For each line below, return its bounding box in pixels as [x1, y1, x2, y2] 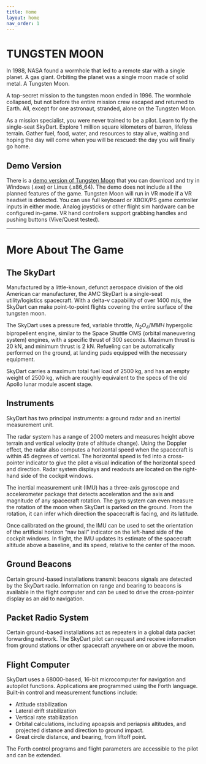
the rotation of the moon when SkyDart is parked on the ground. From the [6, 503, 192, 510]
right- [183, 465, 197, 472]
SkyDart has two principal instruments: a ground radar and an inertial [6, 414, 181, 422]
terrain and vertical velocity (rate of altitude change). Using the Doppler [6, 439, 187, 447]
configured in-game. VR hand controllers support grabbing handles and [6, 210, 188, 217]
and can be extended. [6, 752, 62, 759]
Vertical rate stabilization [15, 714, 78, 721]
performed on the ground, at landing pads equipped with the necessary [6, 349, 188, 356]
